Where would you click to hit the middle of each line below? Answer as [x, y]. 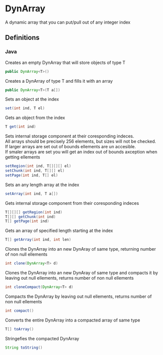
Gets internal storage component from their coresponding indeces [72, 203]
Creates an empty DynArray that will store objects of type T [65, 63]
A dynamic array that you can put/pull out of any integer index [68, 22]
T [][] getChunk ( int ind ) [30, 217]
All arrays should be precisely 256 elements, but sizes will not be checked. [81, 141]
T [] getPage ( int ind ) [27, 221]
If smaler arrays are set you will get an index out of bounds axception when [81, 152]
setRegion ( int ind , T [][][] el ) [38, 166]
